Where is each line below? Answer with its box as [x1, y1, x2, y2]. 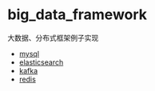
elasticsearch [18, 57, 64, 67]
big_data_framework [7, 6, 148, 24]
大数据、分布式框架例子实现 [7, 33, 99, 42]
